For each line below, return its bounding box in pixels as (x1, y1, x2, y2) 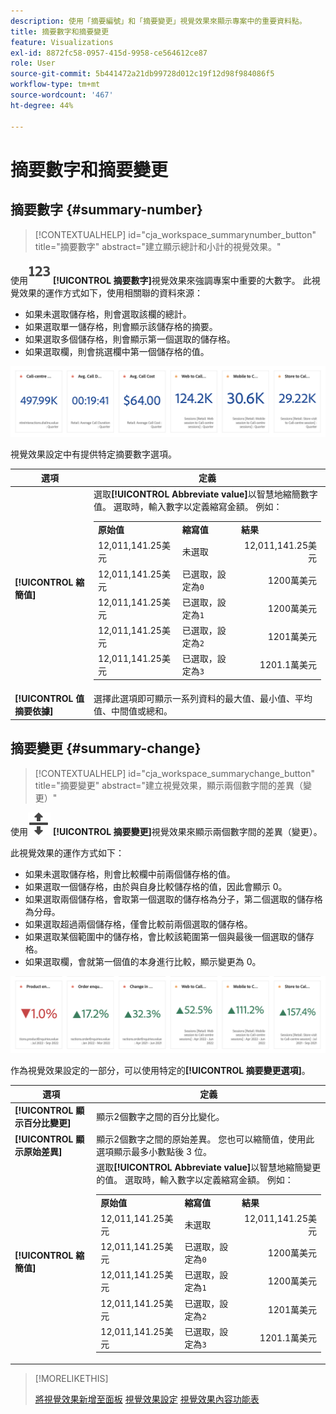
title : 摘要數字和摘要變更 (10, 26, 110, 37)
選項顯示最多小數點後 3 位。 (96, 1145, 212, 1157)
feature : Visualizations (10, 37, 114, 47)
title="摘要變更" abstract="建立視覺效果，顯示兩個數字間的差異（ (34, 779, 304, 791)
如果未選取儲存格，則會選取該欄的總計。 (24, 308, 192, 320)
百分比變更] (23, 1117, 72, 1129)
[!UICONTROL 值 (14, 693, 85, 705)
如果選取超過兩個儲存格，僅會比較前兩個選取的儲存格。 (24, 918, 253, 930)
